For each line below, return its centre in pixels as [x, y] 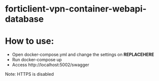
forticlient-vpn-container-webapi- [76, 9]
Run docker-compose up [37, 60]
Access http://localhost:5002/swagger [51, 65]
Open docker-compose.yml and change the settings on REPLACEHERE [83, 54]
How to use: [30, 41]
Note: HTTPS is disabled [30, 74]
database [24, 19]
